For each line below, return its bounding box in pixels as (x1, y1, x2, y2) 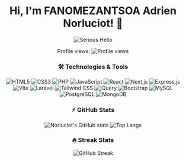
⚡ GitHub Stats (71, 106, 115, 114)
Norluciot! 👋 (63, 16, 123, 30)
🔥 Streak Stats (72, 136, 114, 144)
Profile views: (57, 47, 91, 54)
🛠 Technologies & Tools (57, 62, 129, 71)
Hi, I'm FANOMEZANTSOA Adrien (9, 4, 177, 18)
